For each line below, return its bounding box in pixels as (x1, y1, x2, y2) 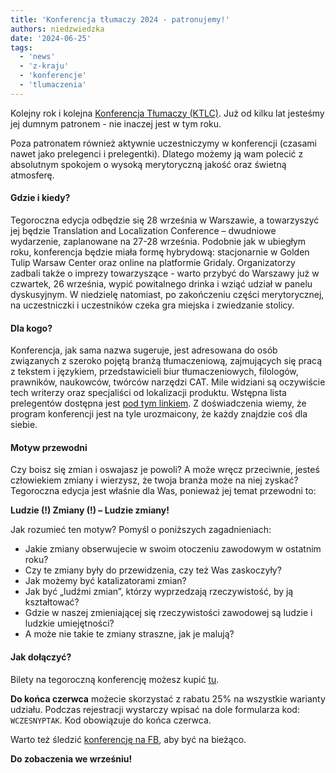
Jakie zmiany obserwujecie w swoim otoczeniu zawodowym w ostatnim (24, 543, 322, 555)
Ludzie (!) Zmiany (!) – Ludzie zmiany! (10, 504, 170, 516)
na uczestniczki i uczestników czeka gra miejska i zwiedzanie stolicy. (10, 299, 295, 311)
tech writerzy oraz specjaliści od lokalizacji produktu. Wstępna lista (10, 387, 287, 399)
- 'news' (19, 52, 56, 62)
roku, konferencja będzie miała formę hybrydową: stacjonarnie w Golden (10, 246, 310, 258)
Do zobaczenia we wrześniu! (10, 752, 133, 765)
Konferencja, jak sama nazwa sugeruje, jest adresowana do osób (10, 344, 278, 356)
